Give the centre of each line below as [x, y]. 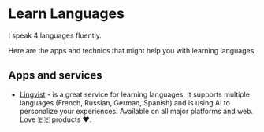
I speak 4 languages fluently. [55, 35]
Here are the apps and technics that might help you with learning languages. [132, 50]
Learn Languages [66, 14]
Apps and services [55, 75]
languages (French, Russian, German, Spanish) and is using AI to [125, 102]
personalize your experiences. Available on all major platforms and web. [136, 111]
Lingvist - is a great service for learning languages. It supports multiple [135, 94]
